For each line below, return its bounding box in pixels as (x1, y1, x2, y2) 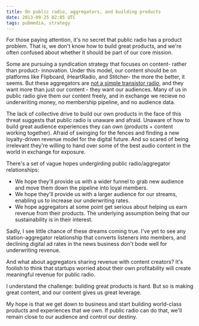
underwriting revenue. (6, 246, 61, 254)
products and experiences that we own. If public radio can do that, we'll (6, 307, 182, 314)
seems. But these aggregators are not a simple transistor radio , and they (6, 80, 184, 87)
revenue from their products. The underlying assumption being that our (14, 210, 190, 217)
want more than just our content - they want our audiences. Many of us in (6, 86, 187, 93)
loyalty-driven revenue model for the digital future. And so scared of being (6, 136, 189, 143)
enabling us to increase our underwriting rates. (14, 197, 130, 204)
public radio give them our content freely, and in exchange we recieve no (6, 92, 186, 99)
